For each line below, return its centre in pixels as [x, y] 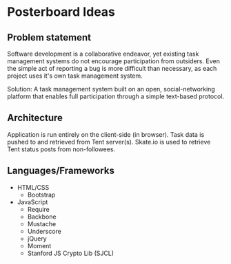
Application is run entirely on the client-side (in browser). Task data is [106, 134]
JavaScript [32, 202]
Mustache [42, 223]
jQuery [37, 239]
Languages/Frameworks [61, 171]
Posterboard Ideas [61, 12]
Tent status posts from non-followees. [61, 149]
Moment [39, 245]
